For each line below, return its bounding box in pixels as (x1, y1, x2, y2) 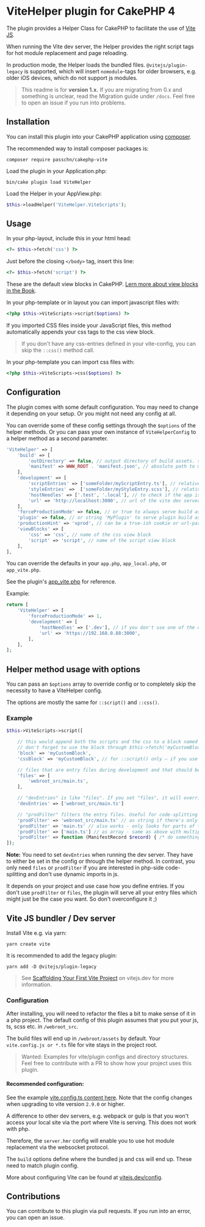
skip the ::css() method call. (21, 346, 95, 354)
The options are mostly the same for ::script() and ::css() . (6, 698, 160, 706)
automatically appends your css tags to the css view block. (6, 328, 155, 335)
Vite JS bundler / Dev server (6, 913, 116, 923)
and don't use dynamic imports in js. (27, 871, 119, 878)
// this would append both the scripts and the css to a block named (17, 739, 198, 745)
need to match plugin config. (6, 1162, 79, 1169)
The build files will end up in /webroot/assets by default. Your (6, 1035, 160, 1042)
